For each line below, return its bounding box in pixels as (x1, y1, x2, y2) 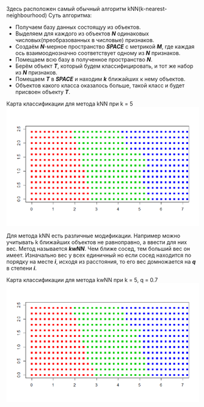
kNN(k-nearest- (127, 5, 167, 12)
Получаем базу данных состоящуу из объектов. (15, 24, 141, 31)
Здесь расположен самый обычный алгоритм (6, 5, 126, 12)
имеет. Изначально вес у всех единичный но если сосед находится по (6, 251, 191, 259)
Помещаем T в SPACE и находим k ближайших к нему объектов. (15, 76, 186, 82)
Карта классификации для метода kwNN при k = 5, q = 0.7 (6, 276, 158, 283)
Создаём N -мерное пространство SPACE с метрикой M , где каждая (15, 43, 195, 50)
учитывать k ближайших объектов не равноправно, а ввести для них (6, 238, 188, 246)
